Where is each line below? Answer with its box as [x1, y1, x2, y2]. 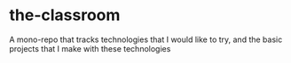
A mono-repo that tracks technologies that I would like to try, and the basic [9, 34, 283, 45]
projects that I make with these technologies [9, 43, 171, 53]
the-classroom [9, 5, 121, 25]
